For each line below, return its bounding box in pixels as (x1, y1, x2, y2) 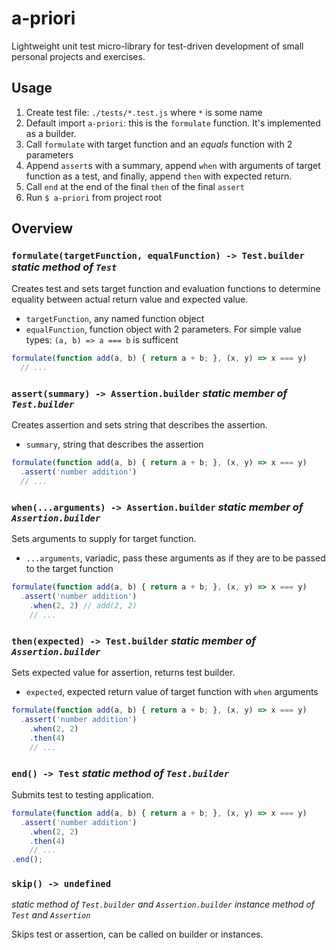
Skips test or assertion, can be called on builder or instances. (11, 928, 264, 941)
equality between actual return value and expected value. (11, 293, 249, 306)
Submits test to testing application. (11, 788, 154, 801)
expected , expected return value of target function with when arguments (25, 686, 319, 698)
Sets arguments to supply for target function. (11, 533, 197, 545)
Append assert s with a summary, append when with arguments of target (25, 159, 321, 171)
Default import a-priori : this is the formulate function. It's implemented (25, 117, 321, 129)
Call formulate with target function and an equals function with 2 (25, 138, 293, 150)
